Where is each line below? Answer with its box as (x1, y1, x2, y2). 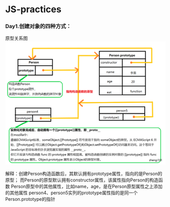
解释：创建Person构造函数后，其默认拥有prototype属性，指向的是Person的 (5, 170, 163, 176)
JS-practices (5, 4, 62, 15)
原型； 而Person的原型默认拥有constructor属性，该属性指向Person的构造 (5, 177, 159, 183)
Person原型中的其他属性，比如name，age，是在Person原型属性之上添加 (11, 183, 163, 189)
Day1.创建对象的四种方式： (5, 23, 71, 30)
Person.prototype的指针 (5, 196, 55, 202)
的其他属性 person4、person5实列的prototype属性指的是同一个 (5, 190, 138, 196)
